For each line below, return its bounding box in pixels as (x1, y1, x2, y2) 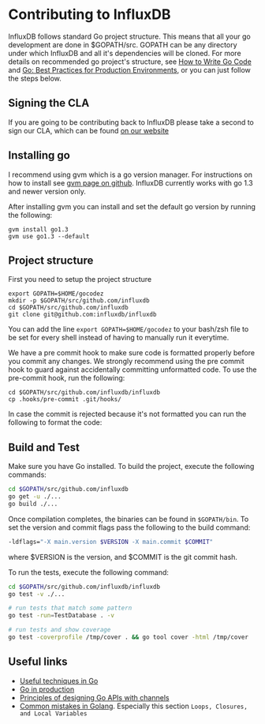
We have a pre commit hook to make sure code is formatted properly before (8, 348, 255, 358)
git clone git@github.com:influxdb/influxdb (8, 310, 157, 319)
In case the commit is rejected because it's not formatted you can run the (8, 409, 247, 419)
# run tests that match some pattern (8, 604, 132, 613)
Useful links (8, 655, 69, 669)
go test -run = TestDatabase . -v (8, 612, 114, 620)
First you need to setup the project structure (8, 275, 152, 284)
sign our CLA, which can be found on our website (8, 126, 170, 135)
